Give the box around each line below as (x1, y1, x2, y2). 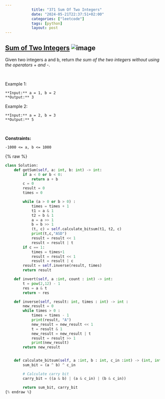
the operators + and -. (5, 62, 51, 68)
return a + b (31, 176, 58, 182)
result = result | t (31, 240, 74, 245)
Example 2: (5, 103, 28, 109)
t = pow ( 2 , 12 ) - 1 (23, 281, 60, 286)
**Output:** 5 (5, 117, 34, 122)
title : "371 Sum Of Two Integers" (31, 7, 102, 12)
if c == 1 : (23, 245, 45, 250)
